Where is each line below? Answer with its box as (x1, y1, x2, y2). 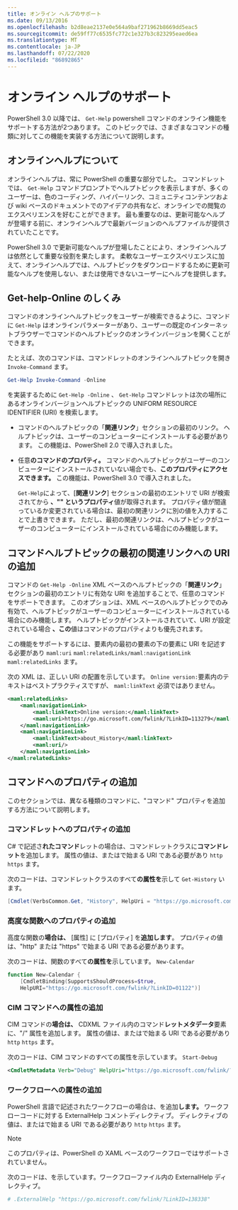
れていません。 (7, 1158, 51, 1166)
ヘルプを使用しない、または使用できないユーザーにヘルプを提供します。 (19, 269, 230, 278)
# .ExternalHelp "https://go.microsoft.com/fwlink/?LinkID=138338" (7, 1196, 211, 1203)
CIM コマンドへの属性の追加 (7, 1002, 103, 1012)
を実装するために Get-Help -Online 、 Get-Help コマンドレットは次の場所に (7, 390, 227, 399)
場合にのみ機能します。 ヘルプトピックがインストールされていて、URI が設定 (7, 616, 231, 624)
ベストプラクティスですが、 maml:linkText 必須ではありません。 (31, 682, 220, 689)
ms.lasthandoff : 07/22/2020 (7, 50, 91, 57)
